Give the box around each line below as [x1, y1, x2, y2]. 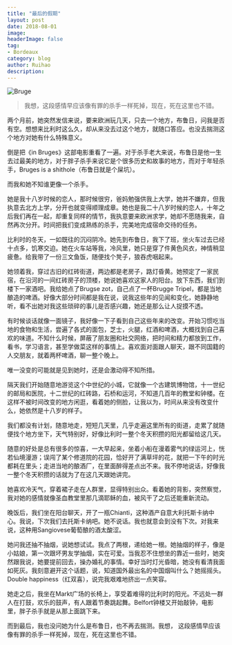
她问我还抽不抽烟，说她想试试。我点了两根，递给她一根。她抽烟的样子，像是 [7, 540, 225, 548]
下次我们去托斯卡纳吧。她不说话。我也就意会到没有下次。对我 [37, 516, 213, 525]
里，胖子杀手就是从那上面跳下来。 [7, 606, 104, 615]
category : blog [7, 55, 51, 62]
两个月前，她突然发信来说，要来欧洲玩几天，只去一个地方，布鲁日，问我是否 [7, 115, 225, 124]
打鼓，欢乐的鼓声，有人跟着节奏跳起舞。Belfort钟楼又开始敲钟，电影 [19, 598, 214, 606]
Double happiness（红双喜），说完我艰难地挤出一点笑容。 [7, 574, 171, 583]
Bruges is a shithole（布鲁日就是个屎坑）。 [19, 165, 139, 174]
